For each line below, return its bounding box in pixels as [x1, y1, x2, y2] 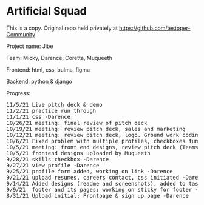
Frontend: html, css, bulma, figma [6, 66, 90, 73]
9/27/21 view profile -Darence [6, 162, 100, 169]
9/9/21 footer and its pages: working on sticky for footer [6, 186, 192, 193]
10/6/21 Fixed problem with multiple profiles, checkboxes [6, 138, 186, 144]
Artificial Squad [6, 4, 87, 18]
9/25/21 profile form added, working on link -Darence [6, 168, 173, 175]
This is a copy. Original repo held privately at [6, 24, 118, 32]
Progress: [6, 89, 30, 96]
